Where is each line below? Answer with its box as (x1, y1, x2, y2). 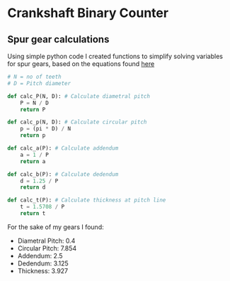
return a (20, 158, 46, 165)
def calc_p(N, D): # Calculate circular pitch (7, 119, 147, 126)
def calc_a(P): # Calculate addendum (7, 145, 119, 152)
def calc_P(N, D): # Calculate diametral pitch (7, 92, 151, 100)
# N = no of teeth (7, 73, 62, 80)
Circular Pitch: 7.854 (17, 243, 77, 253)
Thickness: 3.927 (17, 266, 69, 275)
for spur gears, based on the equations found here (7, 60, 155, 68)
